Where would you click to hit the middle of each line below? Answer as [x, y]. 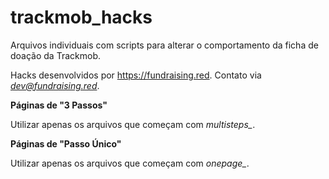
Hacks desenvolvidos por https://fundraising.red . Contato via [136, 75]
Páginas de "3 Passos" [59, 105]
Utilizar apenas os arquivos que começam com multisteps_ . [133, 124]
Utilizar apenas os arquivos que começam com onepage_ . [130, 163]
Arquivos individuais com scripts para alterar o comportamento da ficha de [164, 45]
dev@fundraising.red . [55, 85]
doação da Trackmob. [55, 55]
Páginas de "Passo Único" [66, 143]
